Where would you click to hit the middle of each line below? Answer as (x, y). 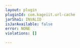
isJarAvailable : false (29, 24)
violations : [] (21, 33)
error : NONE (18, 29)
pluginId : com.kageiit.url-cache (40, 15)
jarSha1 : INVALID (23, 19)
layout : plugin (21, 10)
